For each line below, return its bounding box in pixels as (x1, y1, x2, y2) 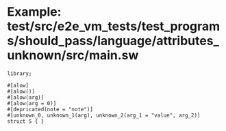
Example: (7, 4, 62, 20)
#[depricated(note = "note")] (7, 106, 94, 113)
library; (7, 70, 32, 77)
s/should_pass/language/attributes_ (7, 33, 219, 48)
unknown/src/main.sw (7, 48, 139, 63)
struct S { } (7, 117, 45, 125)
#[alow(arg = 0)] (7, 100, 57, 106)
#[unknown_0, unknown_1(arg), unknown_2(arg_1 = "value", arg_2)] (7, 112, 201, 119)
